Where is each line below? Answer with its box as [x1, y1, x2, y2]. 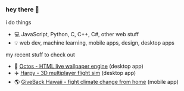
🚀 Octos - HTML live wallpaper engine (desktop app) [14, 62, 144, 70]
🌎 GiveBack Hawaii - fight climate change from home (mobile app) [14, 79, 179, 86]
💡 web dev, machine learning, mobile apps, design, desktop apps [14, 39, 175, 46]
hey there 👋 [5, 5, 39, 14]
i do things [5, 19, 32, 26]
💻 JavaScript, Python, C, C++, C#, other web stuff [14, 31, 139, 38]
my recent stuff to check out [5, 51, 76, 58]
